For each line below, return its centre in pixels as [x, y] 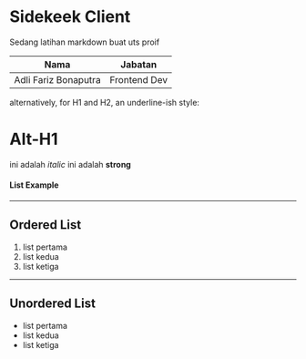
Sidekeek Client [70, 17]
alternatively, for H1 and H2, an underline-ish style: [105, 102]
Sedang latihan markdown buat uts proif [85, 42]
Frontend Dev [139, 79]
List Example [34, 185]
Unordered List [52, 304]
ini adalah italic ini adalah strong [71, 164]
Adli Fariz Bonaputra [58, 79]
